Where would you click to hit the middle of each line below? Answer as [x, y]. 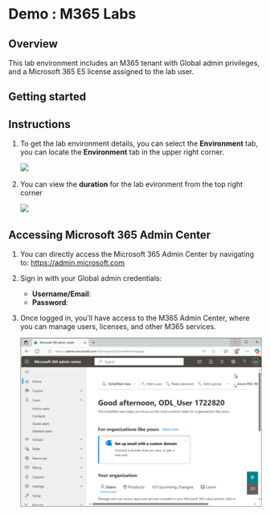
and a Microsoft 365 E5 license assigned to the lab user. [101, 72]
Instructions [39, 124]
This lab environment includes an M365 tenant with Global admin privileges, [134, 63]
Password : [50, 303]
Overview [33, 44]
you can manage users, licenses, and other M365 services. [118, 327]
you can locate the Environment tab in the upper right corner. [122, 152]
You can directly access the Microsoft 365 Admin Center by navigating [137, 254]
